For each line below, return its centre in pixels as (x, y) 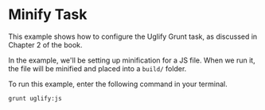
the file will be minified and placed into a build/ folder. (97, 68)
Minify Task (48, 15)
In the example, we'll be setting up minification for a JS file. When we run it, (132, 60)
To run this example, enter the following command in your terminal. (118, 84)
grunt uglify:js (35, 98)
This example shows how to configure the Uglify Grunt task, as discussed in (133, 36)
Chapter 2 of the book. (45, 44)
